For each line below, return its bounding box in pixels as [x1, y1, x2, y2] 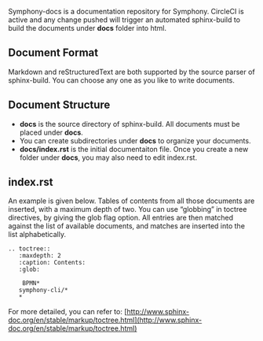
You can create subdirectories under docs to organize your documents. [19, 135, 251, 145]
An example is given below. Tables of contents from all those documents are [8, 196, 255, 206]
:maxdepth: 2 [18, 252, 61, 260]
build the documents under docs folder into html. [8, 24, 167, 32]
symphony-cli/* [18, 287, 68, 295]
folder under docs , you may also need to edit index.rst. [19, 153, 198, 162]
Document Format [8, 46, 99, 60]
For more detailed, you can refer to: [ [8, 307, 127, 317]
